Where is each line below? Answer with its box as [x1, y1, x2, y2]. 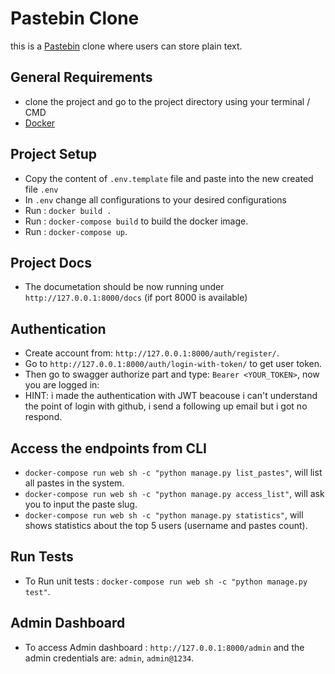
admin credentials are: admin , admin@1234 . [24, 652, 195, 664]
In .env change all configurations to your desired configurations [24, 193, 287, 206]
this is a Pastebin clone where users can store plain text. [10, 40, 243, 52]
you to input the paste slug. [24, 498, 138, 510]
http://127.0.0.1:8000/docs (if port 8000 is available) [24, 292, 248, 304]
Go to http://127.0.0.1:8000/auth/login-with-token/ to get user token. [24, 358, 323, 370]
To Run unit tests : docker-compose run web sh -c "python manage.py [24, 575, 308, 587]
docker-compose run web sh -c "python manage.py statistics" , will [24, 509, 304, 521]
